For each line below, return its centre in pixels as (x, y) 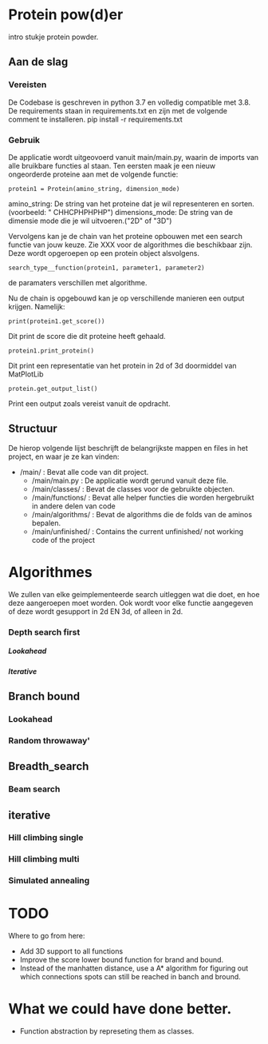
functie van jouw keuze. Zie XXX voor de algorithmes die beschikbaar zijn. (130, 245)
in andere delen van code (73, 506)
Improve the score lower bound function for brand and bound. (122, 960)
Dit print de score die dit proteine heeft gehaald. (87, 336)
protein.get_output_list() (53, 389)
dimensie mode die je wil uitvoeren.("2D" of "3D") (90, 221)
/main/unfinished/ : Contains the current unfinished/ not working (138, 531)
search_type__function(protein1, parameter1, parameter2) (106, 268)
